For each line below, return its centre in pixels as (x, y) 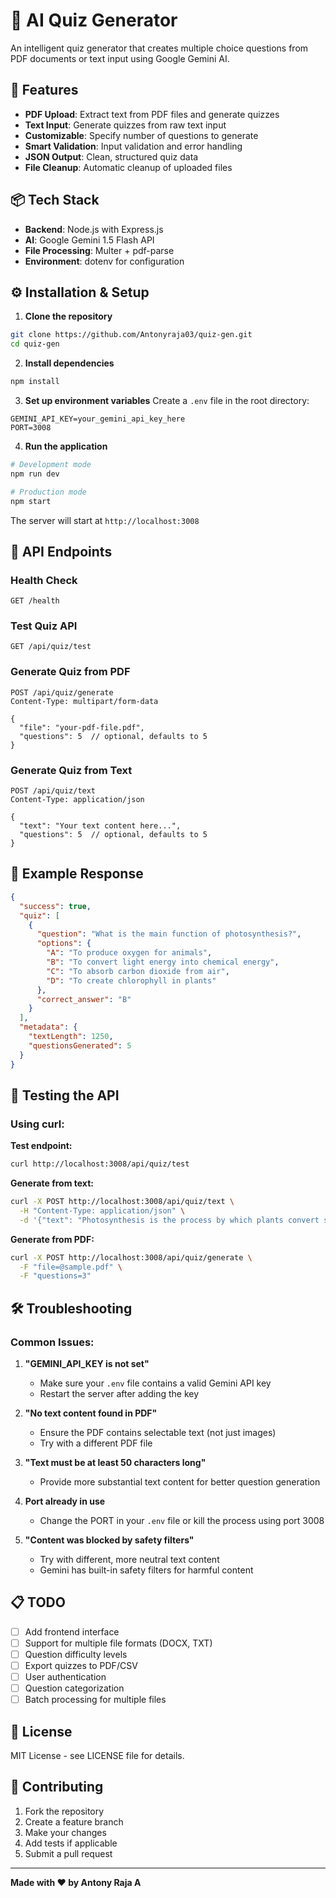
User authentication (65, 1677)
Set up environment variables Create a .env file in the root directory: (167, 400)
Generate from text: (52, 1183)
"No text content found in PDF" (91, 1413)
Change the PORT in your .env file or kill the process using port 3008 (182, 1521)
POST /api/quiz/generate (62, 692)
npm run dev (35, 474)
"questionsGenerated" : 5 (80, 1045)
